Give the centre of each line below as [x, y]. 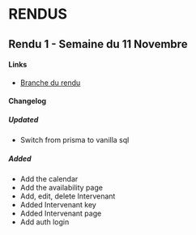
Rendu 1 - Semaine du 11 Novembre [98, 44]
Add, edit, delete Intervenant [68, 196]
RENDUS [38, 14]
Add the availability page [62, 188]
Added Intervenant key [58, 205]
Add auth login [45, 222]
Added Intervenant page [61, 214]
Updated [23, 119]
